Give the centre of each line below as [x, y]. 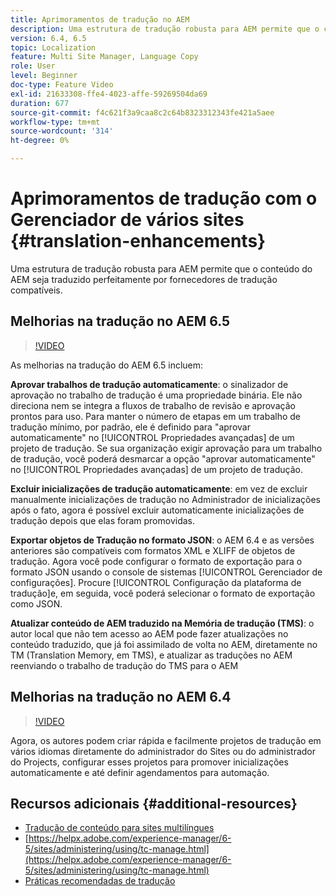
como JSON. [36, 603]
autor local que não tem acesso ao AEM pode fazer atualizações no [149, 633]
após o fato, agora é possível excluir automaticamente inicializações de [157, 510]
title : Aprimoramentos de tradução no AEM [100, 19]
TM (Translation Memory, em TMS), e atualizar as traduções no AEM [151, 655]
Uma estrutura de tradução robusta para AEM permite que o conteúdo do [161, 268]
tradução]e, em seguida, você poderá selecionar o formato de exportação [163, 593]
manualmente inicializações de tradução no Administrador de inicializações [166, 499]
